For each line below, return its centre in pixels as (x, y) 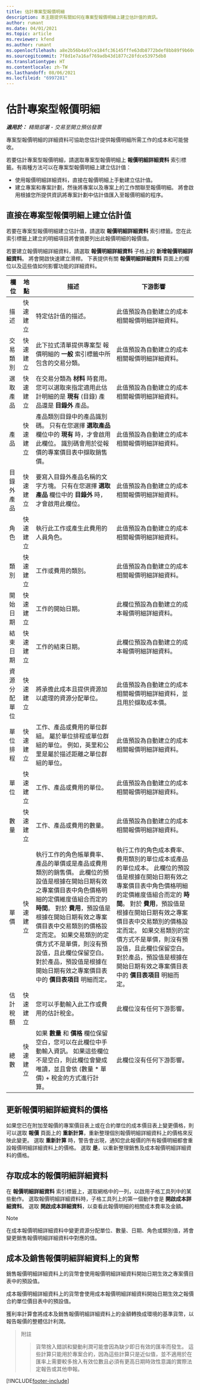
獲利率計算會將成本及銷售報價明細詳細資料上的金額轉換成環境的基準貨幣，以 (100, 1314)
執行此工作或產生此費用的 (71, 528)
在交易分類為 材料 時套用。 (73, 378)
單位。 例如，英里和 (75, 745)
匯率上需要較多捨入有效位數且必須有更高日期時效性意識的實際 (111, 1361)
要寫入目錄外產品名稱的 (68, 477)
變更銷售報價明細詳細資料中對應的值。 (53, 1237)
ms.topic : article (29, 34)
